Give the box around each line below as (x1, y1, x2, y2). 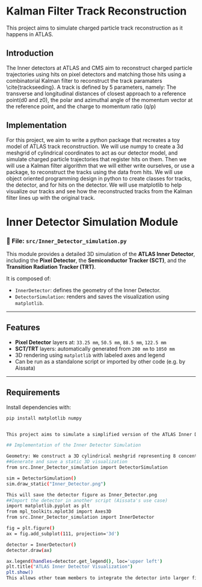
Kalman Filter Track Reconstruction (6, 4, 187, 18)
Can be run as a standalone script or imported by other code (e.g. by (14, 358, 186, 365)
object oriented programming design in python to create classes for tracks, (6, 175, 192, 182)
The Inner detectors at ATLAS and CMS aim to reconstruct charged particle (6, 64, 192, 71)
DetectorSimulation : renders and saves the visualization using (14, 293, 170, 300)
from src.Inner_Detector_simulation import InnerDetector (6, 515, 155, 521)
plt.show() (6, 569, 34, 576)
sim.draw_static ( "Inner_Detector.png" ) (6, 481, 106, 487)
